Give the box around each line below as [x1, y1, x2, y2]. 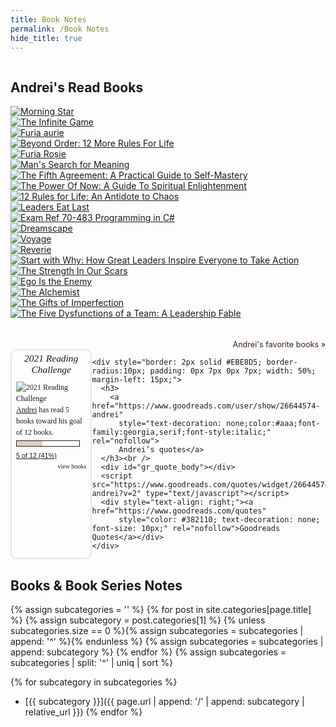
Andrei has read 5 [16, 405, 70, 415]
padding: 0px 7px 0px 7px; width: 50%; [149, 366, 317, 376]
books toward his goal [16, 416, 83, 426]
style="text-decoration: [118, 419, 223, 429]
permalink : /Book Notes [10, 24, 110, 34]
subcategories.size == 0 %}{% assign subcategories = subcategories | [10, 625, 304, 636]
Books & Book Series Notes [10, 577, 183, 594]
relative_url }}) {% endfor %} [24, 706, 143, 718]
